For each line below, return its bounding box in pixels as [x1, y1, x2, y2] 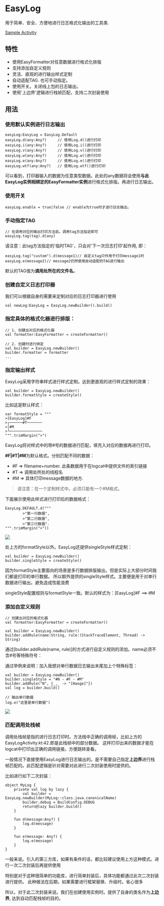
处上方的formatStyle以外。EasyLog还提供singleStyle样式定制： [5, 544, 132, 550]
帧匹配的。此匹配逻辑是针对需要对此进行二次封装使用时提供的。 [5, 762, 133, 768]
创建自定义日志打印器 [5, 281, 55, 288]
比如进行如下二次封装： [5, 773, 52, 779]
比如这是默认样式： [5, 402, 44, 408]
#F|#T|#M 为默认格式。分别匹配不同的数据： [5, 452, 95, 458]
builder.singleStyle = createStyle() [5, 558, 82, 563]
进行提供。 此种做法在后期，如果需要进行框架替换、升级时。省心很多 [5, 879, 143, 884]
